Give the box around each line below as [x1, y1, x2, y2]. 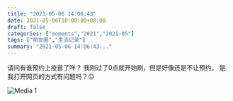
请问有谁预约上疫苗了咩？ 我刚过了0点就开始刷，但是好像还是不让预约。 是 [7, 64, 226, 71]
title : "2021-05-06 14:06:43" [7, 10, 97, 18]
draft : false [7, 23, 46, 30]
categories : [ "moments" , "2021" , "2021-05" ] [7, 30, 135, 37]
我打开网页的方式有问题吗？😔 [7, 72, 95, 81]
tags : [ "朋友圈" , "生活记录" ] [7, 37, 86, 44]
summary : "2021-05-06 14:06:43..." [7, 43, 113, 50]
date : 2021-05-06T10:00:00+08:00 [7, 17, 106, 24]
